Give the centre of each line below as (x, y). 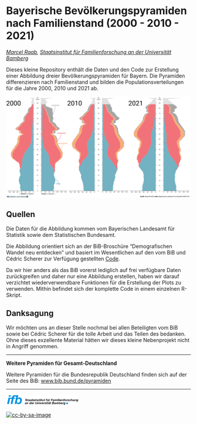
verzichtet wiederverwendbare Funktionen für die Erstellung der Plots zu (94, 282)
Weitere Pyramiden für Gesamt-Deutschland (62, 363)
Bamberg (17, 58)
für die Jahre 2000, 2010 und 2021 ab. (52, 88)
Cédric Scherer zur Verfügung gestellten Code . (63, 259)
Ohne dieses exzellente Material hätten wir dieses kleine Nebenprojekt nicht (98, 340)
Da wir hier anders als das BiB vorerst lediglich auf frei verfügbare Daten (94, 270)
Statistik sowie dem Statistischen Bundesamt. (61, 235)
